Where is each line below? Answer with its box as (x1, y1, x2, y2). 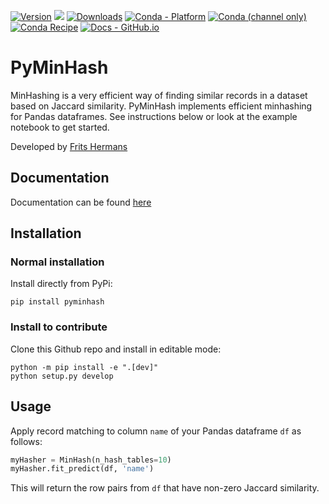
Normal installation (10, 255, 105, 269)
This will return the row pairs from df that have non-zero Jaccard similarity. (10, 482, 320, 494)
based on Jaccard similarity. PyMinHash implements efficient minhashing (10, 100, 313, 112)
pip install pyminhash (10, 297, 105, 307)
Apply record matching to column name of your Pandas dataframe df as (10, 425, 302, 437)
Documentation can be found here (10, 196, 152, 208)
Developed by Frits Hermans (10, 140, 128, 152)
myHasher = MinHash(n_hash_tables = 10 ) (10, 455, 172, 465)
